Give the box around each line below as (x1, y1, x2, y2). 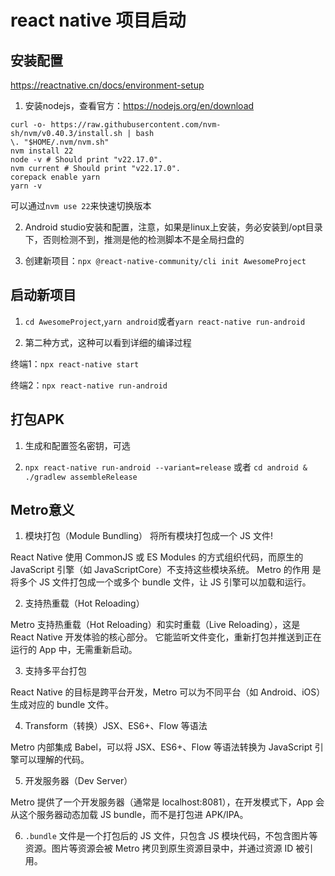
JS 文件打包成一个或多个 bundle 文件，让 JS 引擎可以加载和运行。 (38, 576, 312, 588)
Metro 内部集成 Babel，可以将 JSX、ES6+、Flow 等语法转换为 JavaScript (10, 741, 313, 753)
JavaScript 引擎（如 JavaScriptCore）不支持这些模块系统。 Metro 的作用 (10, 564, 310, 576)
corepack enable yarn (10, 172, 101, 182)
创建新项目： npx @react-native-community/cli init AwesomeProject (24, 255, 307, 266)
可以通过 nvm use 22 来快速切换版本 (10, 200, 152, 211)
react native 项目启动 (10, 9, 187, 32)
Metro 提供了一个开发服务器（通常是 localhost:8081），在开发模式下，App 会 (10, 796, 325, 808)
